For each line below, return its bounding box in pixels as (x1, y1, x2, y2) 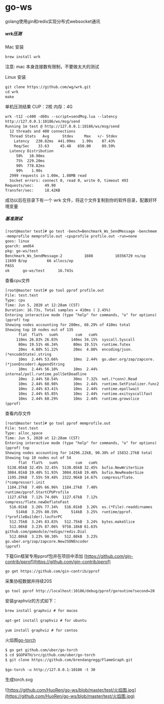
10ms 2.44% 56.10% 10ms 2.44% (18, 366, 98, 372)
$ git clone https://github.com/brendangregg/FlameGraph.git (5, 657, 133, 662)
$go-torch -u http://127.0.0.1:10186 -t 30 (5, 667, 96, 672)
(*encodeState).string (5, 352, 52, 357)
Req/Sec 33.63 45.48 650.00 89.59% (14, 143, 115, 149)
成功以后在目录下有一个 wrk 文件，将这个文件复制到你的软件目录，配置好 (5, 197, 153, 203)
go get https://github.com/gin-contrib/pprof (5, 569, 100, 574)
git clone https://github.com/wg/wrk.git (5, 84, 91, 90)
